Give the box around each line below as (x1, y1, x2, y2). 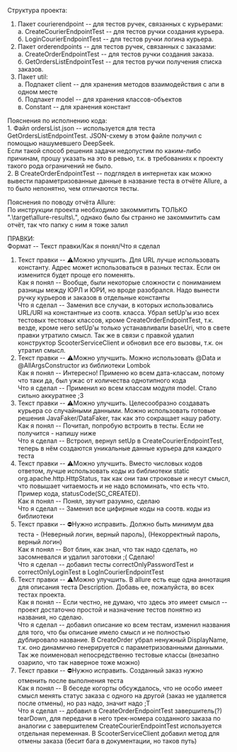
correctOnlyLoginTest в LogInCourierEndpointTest (17, 568, 164, 576)
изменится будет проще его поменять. (17, 271, 136, 279)
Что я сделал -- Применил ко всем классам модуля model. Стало (17, 384, 217, 392)
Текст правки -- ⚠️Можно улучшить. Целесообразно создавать (17, 399, 210, 407)
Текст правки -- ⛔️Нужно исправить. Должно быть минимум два (17, 520, 214, 528)
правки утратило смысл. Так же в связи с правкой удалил (17, 331, 195, 339)
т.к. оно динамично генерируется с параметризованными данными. (17, 643, 225, 651)
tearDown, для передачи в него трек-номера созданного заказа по (17, 714, 221, 722)
